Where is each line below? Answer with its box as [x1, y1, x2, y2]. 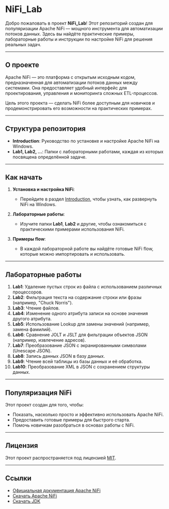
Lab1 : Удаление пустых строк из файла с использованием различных [12, 284, 162, 290]
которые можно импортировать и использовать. [20, 251, 125, 257]
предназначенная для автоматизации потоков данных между [5, 79, 138, 85]
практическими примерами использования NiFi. [20, 226, 125, 232]
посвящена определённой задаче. [12, 154, 87, 160]
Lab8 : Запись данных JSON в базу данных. [12, 353, 105, 359]
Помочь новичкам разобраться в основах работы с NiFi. [12, 422, 135, 428]
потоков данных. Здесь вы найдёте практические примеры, [5, 31, 135, 37]
